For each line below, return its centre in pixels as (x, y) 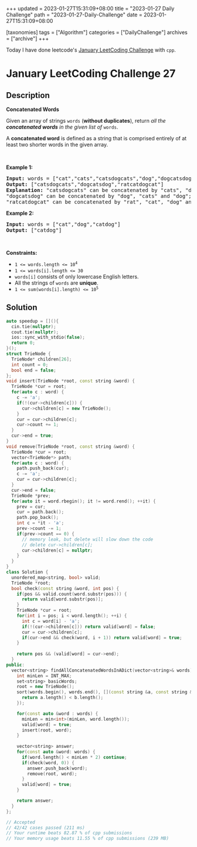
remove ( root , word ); (52, 774)
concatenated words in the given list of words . (62, 127)
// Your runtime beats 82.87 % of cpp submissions (69, 833)
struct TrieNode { (28, 354)
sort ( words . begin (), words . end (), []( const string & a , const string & (105, 692)
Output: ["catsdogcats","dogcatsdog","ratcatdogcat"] (85, 184)
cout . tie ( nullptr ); (35, 332)
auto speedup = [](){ (33, 321)
